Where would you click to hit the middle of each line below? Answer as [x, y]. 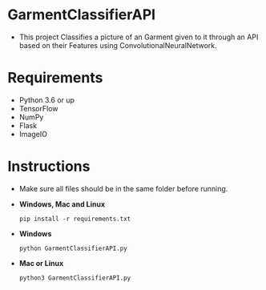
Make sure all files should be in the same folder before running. [123, 188]
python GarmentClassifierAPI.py [73, 248]
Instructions [49, 167]
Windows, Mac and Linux [62, 204]
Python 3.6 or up [47, 100]
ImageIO [33, 134]
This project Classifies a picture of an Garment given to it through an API [139, 37]
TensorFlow [38, 108]
